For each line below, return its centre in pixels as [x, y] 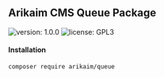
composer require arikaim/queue [61, 67]
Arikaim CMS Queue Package [82, 13]
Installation [27, 50]
